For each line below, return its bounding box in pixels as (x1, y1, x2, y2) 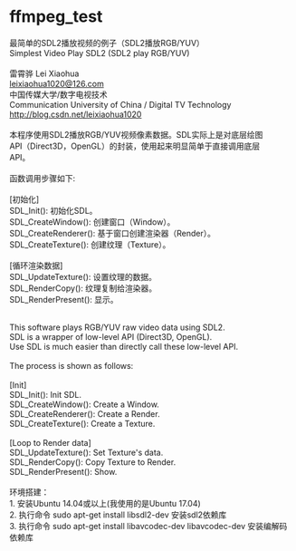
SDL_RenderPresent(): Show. (9, 466, 118, 477)
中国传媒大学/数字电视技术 (9, 89, 109, 100)
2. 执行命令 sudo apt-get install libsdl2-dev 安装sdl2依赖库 (9, 509, 227, 520)
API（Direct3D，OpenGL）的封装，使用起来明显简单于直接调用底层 (9, 140, 261, 151)
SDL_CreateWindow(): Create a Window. (9, 399, 160, 410)
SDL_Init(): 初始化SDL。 (9, 205, 98, 216)
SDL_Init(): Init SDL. (9, 389, 82, 400)
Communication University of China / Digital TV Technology (9, 99, 232, 110)
